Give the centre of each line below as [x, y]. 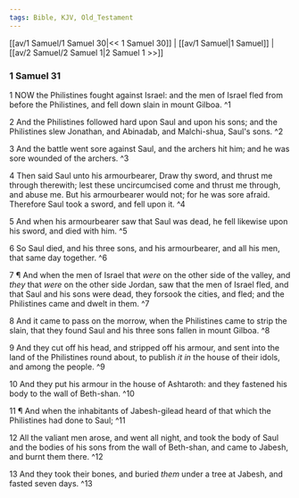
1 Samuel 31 [35, 75]
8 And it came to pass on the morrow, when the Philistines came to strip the [148, 321]
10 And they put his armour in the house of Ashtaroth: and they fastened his [148, 384]
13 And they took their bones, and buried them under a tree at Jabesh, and [146, 474]
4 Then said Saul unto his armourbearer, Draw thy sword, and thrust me [141, 175]
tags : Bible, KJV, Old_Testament [71, 17]
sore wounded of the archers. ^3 [69, 158]
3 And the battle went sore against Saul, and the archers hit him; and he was [149, 148]
